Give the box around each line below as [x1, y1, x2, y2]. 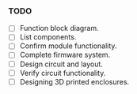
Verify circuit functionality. [19, 68, 106, 77]
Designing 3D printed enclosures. [19, 77, 129, 86]
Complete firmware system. [19, 50, 111, 60]
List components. [19, 32, 77, 42]
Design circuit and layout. [19, 59, 103, 69]
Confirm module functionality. [19, 41, 117, 51]
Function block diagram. [19, 24, 99, 33]
